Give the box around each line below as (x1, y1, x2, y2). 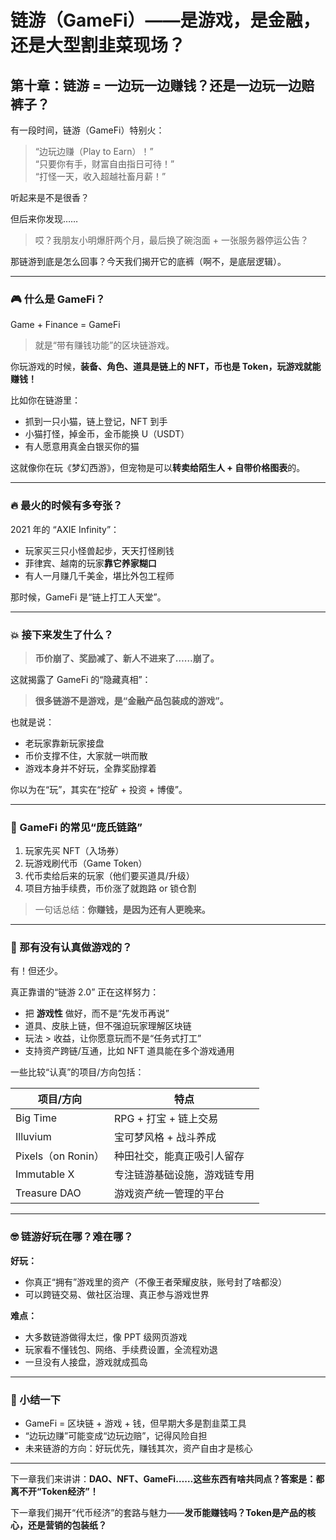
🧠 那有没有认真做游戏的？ (10, 941, 133, 955)
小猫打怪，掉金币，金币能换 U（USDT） (24, 428, 190, 440)
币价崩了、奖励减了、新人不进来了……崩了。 (34, 652, 220, 664)
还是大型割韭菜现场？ (10, 34, 187, 57)
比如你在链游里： (10, 394, 81, 406)
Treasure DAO (15, 1186, 82, 1200)
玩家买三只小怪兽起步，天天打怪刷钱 (24, 544, 175, 556)
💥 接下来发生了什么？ (10, 627, 114, 641)
